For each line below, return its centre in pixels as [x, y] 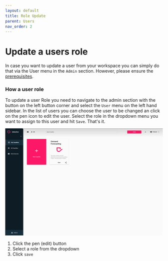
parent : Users [20, 21]
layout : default [22, 11]
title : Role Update [25, 16]
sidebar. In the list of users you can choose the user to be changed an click [82, 111]
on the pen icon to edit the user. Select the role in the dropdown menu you [82, 116]
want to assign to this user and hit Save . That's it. [55, 121]
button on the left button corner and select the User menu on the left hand [81, 106]
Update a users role [46, 52]
